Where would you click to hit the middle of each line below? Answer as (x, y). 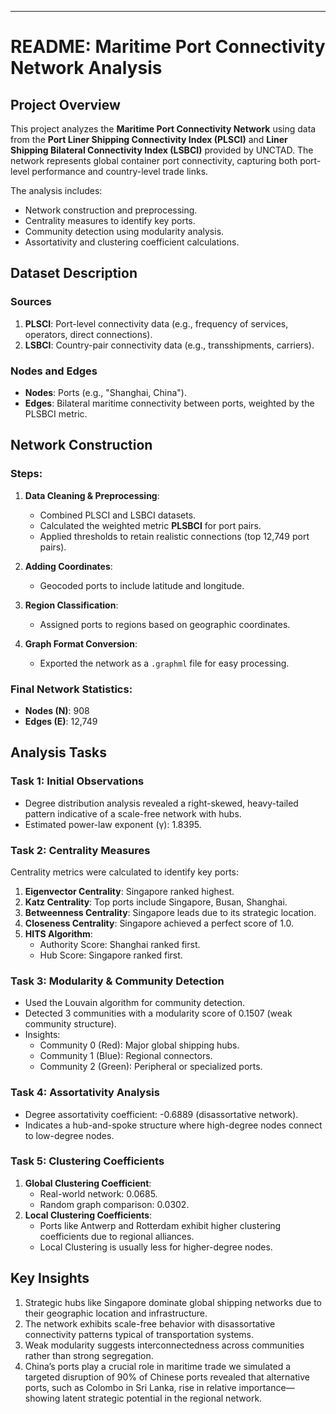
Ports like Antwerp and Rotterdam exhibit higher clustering (160, 1225)
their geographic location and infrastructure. (116, 1313)
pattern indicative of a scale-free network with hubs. (133, 813)
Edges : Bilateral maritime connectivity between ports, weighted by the (169, 403)
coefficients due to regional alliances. (117, 1236)
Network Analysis (86, 68)
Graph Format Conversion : (81, 643)
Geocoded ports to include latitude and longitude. (142, 585)
